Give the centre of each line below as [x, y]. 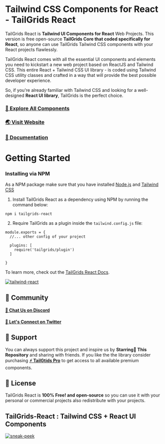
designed [15, 95]
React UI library [42, 95]
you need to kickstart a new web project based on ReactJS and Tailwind [79, 64]
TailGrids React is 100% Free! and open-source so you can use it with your [83, 395]
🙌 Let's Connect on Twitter [33, 322]
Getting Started [38, 158]
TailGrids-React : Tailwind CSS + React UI [71, 416]
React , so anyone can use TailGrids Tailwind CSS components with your [79, 44]
